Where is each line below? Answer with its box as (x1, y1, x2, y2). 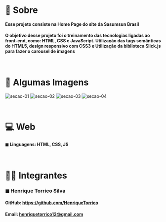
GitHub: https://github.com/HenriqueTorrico (5, 200, 99, 206)
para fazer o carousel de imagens (5, 48, 75, 54)
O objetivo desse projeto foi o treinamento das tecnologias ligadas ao (5, 32, 150, 39)
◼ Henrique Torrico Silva (5, 187, 66, 194)
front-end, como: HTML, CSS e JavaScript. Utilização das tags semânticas (5, 38, 162, 44)
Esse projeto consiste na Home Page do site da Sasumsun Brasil (5, 21, 139, 27)
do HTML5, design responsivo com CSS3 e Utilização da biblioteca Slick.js (5, 43, 161, 49)
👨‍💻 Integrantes (5, 170, 68, 181)
